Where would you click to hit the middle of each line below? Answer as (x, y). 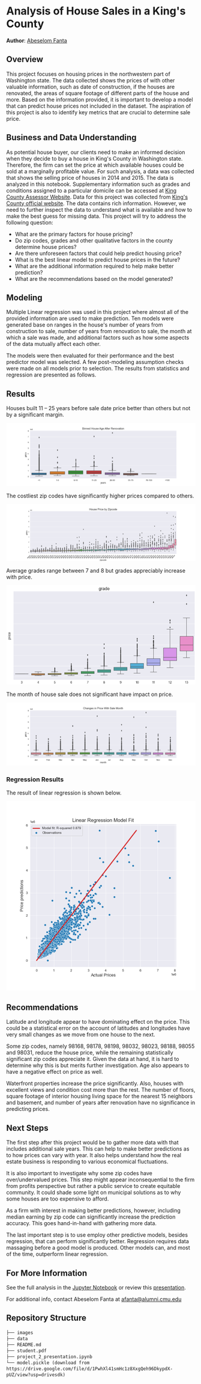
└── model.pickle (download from (48, 1363)
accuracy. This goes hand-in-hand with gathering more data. (82, 1223)
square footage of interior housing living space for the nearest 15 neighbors (100, 1096)
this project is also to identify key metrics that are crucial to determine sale (98, 112)
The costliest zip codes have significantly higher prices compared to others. (100, 496)
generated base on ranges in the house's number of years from (85, 325)
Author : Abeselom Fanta (37, 40)
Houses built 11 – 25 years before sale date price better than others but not (98, 408)
